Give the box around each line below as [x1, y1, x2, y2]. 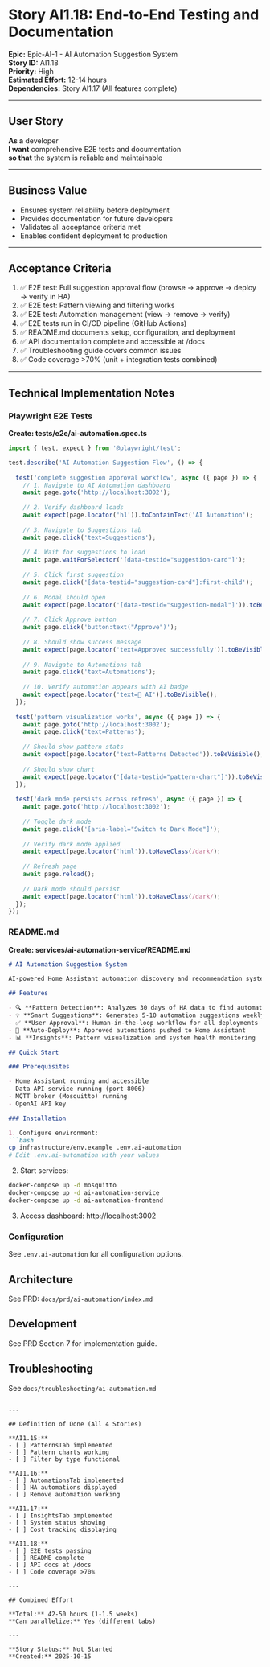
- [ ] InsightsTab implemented [8, 1511, 113, 1520]
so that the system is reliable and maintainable [8, 153, 163, 163]
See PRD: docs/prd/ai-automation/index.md [8, 1294, 153, 1303]
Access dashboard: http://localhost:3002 [19, 1211, 157, 1220]
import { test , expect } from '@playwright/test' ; [8, 444, 182, 452]
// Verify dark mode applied [22, 840, 121, 848]
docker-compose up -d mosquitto [8, 1181, 117, 1190]
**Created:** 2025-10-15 [8, 1652, 92, 1661]
